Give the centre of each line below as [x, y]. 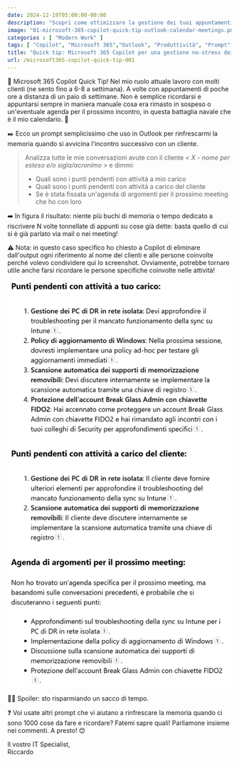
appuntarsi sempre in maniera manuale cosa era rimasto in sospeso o [109, 104]
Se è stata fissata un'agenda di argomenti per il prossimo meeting [132, 194]
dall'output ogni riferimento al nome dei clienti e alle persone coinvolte [110, 255]
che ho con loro [58, 201]
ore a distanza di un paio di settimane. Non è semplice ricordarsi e [104, 96]
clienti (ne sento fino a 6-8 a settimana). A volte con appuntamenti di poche [118, 88]
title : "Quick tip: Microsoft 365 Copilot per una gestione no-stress [114, 53]
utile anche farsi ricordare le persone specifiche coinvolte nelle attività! [111, 270]
